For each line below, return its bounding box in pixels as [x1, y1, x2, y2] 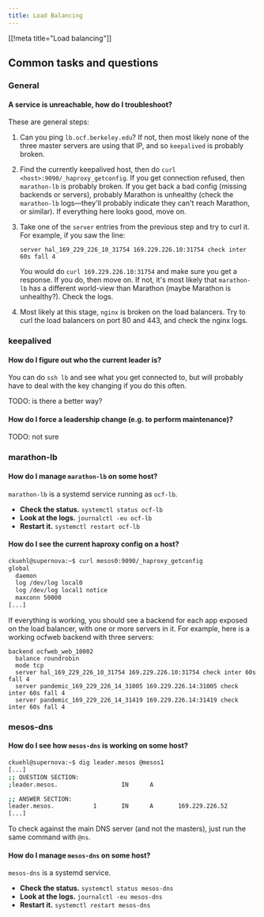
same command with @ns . [8, 832, 91, 842]
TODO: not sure [8, 432, 59, 442]
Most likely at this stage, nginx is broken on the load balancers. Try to [19, 307, 247, 317]
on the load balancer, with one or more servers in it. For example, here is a [8, 623, 251, 634]
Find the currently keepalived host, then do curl [19, 165, 176, 174]
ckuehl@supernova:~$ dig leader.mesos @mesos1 [8, 759, 164, 767]
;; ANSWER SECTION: [8, 795, 73, 803]
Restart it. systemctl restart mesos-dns [19, 900, 151, 910]
